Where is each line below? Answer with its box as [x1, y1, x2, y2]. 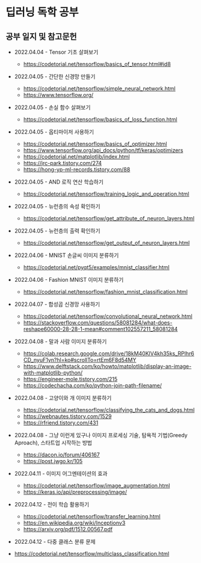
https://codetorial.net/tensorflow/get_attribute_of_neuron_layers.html [23, 215, 195, 222]
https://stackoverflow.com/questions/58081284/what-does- [23, 319, 173, 326]
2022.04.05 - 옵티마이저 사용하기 [14, 128, 94, 135]
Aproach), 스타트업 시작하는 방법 [14, 439, 93, 446]
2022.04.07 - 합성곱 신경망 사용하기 [14, 300, 100, 308]
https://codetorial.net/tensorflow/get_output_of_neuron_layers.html [23, 239, 190, 246]
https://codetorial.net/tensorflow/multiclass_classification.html [14, 550, 170, 557]
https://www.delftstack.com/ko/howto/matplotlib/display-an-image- [23, 362, 192, 370]
